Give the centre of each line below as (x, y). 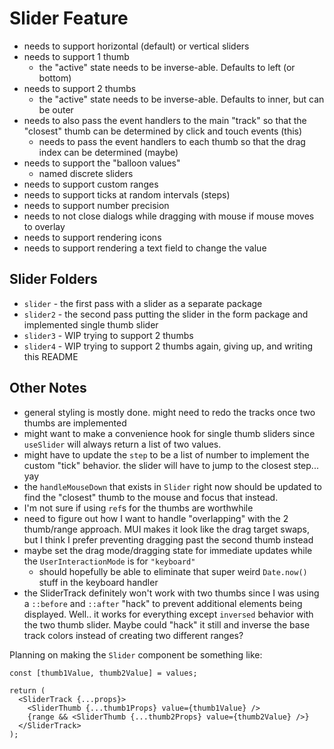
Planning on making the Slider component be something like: (136, 654)
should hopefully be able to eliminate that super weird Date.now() (173, 571)
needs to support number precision (96, 205)
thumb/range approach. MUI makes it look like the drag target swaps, (166, 529)
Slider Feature (69, 18)
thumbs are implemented (75, 423)
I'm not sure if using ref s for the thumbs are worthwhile (138, 508)
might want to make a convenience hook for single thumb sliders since (169, 433)
